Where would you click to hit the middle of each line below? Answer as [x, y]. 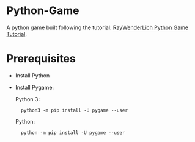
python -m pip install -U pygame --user [73, 133]
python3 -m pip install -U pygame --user [75, 110]
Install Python [32, 75]
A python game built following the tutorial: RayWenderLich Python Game [97, 27]
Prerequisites [41, 59]
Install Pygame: [34, 87]
